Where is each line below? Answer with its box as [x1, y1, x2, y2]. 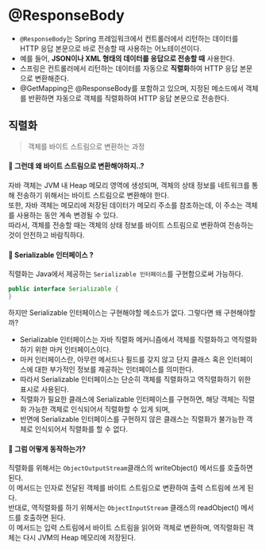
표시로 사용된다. [19, 384, 69, 394]
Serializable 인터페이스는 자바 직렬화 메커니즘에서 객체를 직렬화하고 [19, 334, 230, 344]
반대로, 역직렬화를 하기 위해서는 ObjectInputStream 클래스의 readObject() [8, 503, 240, 513]
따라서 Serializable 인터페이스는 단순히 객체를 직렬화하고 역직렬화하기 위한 [19, 374, 252, 384]
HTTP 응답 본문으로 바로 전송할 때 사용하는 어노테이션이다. [19, 43, 202, 53]
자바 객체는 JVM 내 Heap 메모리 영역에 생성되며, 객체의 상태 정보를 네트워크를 [8, 180, 250, 189]
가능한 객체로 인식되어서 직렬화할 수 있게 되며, [28, 404, 171, 414]
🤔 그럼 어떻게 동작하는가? [8, 444, 86, 454]
